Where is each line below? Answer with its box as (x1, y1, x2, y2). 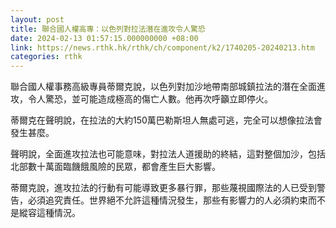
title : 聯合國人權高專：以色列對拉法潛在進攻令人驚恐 (10, 24, 206, 34)
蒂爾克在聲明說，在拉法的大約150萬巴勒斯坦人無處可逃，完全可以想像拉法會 (10, 114, 323, 126)
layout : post (10, 14, 65, 25)
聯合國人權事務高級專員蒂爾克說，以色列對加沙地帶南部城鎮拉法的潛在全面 (10, 81, 317, 93)
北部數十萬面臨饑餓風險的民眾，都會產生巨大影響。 (10, 161, 221, 173)
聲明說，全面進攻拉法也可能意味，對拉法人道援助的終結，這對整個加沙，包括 (10, 148, 326, 160)
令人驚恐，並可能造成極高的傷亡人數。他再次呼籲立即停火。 (27, 93, 273, 105)
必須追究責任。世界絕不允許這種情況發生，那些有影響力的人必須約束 (27, 194, 308, 206)
